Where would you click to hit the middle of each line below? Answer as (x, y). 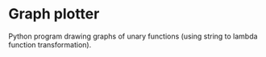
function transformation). (50, 44)
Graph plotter (54, 14)
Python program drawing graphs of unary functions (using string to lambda (133, 36)
